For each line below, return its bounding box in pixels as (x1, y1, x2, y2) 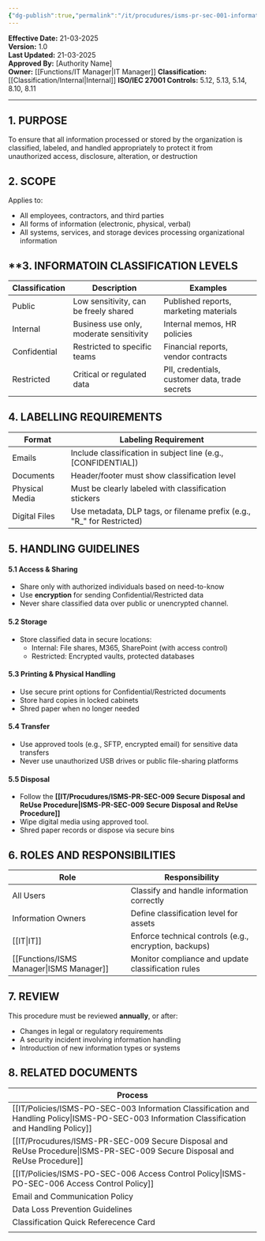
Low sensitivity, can (73, 296, 147, 307)
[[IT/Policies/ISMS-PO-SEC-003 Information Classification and (12, 1103, 250, 1114)
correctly (130, 895, 164, 906)
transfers (19, 748, 50, 757)
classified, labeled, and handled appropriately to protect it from (8, 143, 213, 153)
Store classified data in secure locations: (19, 634, 152, 644)
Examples (188, 282, 227, 293)
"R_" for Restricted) (70, 515, 143, 526)
